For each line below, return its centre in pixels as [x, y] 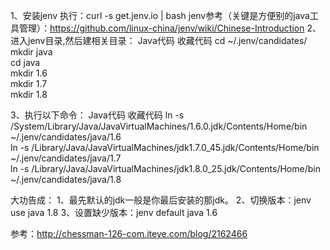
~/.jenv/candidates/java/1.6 [66, 137]
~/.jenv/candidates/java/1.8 [66, 179]
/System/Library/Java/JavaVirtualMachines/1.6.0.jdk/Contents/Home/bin [159, 126]
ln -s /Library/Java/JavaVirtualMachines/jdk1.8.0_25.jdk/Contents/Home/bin [165, 168]
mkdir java [31, 52]
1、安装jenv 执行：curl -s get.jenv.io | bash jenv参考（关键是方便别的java [160, 15]
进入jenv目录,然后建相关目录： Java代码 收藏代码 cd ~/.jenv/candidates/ [159, 40]
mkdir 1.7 [29, 83]
